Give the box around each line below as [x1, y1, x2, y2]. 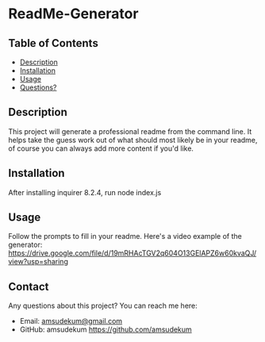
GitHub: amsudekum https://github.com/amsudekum [19, 325, 192, 334]
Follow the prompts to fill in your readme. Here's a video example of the [8, 232, 242, 241]
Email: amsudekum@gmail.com [19, 317, 123, 326]
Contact [8, 279, 49, 294]
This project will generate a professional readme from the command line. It [8, 126, 252, 136]
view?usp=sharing [8, 257, 69, 267]
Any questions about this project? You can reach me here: [8, 301, 198, 310]
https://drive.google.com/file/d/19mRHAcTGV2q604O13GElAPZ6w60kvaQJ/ [8, 248, 257, 258]
